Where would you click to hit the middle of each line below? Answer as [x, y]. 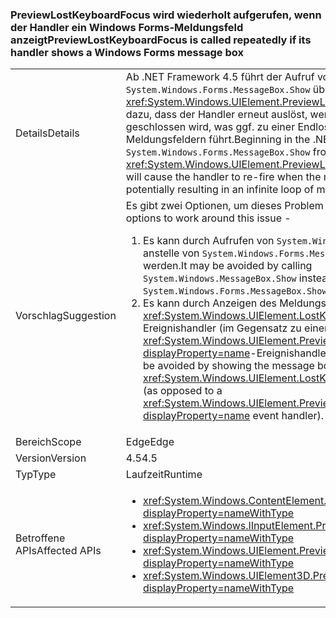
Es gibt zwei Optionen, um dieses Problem [224, 206]
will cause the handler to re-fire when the [223, 177]
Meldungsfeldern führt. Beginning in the [218, 140]
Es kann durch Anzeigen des [210, 303]
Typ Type [36, 475]
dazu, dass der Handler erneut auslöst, [216, 115]
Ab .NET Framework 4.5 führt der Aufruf [220, 77]
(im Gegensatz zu [260, 328]
